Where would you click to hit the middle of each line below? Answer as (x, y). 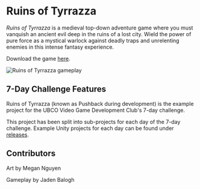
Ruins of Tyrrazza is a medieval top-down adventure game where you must (100, 28)
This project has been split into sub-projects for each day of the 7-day (93, 122)
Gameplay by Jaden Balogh (40, 179)
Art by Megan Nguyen (34, 168)
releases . (17, 134)
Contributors (31, 154)
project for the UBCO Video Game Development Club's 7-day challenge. (96, 110)
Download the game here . (38, 58)
